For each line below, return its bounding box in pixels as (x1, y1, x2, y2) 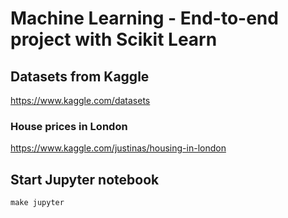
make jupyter (10, 198, 65, 208)
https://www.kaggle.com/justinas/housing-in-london (10, 142, 227, 154)
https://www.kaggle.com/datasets (10, 95, 151, 106)
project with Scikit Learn (10, 28, 218, 51)
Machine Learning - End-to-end (10, 7, 279, 30)
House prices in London (10, 119, 128, 133)
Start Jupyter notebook (10, 171, 160, 188)
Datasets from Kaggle (10, 68, 150, 85)
